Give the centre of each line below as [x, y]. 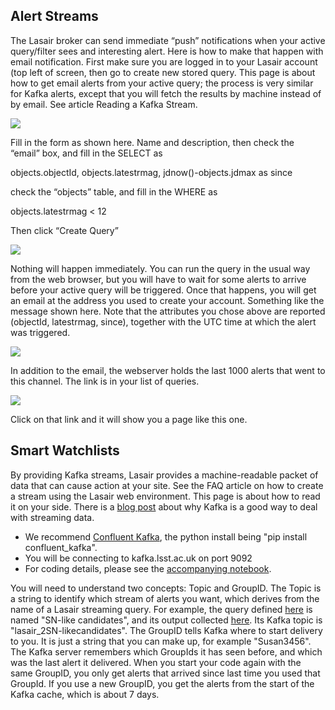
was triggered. [40, 332]
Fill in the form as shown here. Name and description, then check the [152, 142]
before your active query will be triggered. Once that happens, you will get [163, 290]
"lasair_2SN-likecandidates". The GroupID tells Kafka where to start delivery [166, 630]
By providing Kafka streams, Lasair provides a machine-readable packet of [164, 475]
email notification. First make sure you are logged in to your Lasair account [164, 61]
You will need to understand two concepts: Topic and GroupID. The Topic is [166, 588]
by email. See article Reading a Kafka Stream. [104, 104]
